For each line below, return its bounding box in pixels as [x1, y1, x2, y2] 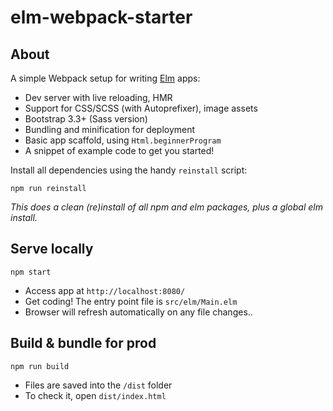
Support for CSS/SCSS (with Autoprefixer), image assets [24, 102, 258, 114]
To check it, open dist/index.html [24, 389, 167, 401]
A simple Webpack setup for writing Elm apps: [10, 72, 201, 84]
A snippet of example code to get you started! [24, 145, 215, 156]
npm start [10, 267, 52, 277]
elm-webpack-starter [10, 6, 193, 29]
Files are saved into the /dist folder [24, 379, 173, 391]
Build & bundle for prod [10, 335, 157, 352]
